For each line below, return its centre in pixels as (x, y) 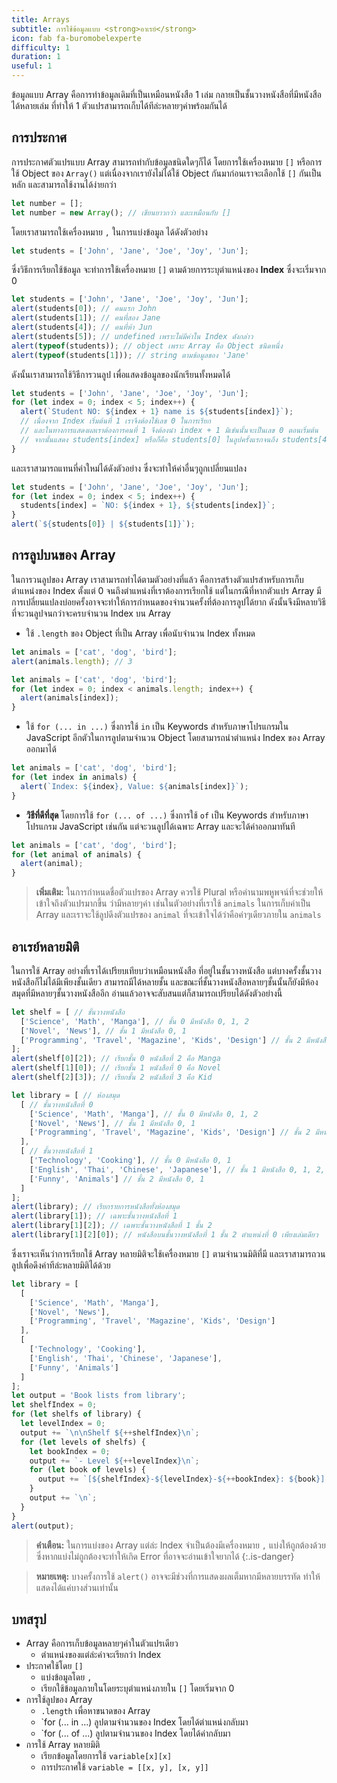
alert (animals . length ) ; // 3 (72, 661)
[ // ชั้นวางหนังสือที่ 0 (57, 1104)
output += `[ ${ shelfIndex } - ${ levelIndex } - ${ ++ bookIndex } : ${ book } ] (181, 1479)
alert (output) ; (43, 1526)
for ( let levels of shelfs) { (83, 1442)
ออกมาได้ (41, 749)
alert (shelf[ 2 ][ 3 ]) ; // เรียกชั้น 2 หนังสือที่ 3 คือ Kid (112, 1077)
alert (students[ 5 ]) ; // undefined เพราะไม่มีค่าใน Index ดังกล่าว (132, 336)
